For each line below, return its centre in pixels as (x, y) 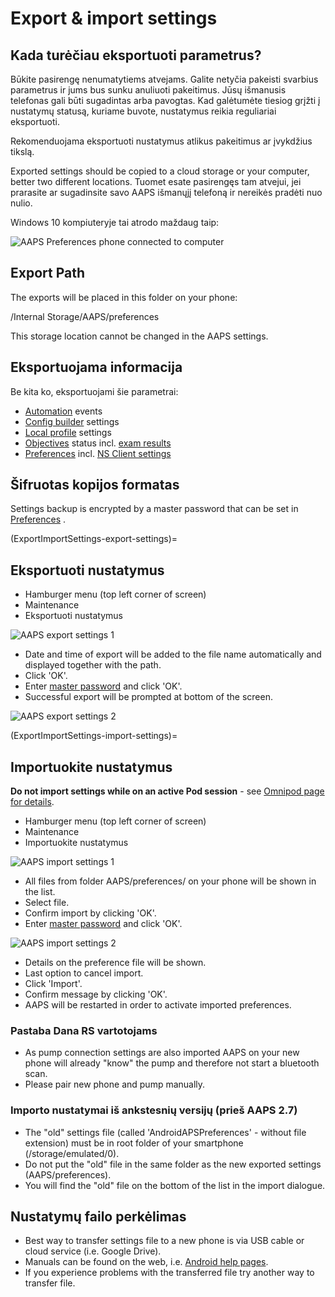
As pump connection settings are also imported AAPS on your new (162, 1053)
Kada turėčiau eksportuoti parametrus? (136, 55)
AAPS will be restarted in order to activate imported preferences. (158, 1005)
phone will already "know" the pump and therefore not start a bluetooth (172, 1063)
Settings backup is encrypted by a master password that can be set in (154, 509)
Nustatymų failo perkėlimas (98, 1217)
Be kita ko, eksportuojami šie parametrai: (94, 391)
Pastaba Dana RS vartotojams (84, 1030)
